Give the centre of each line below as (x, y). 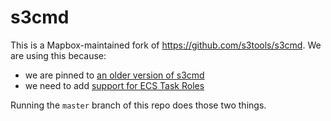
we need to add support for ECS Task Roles (114, 85)
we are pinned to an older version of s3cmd (114, 75)
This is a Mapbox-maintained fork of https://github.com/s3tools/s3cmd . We (166, 45)
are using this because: (58, 55)
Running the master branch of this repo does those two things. (138, 105)
